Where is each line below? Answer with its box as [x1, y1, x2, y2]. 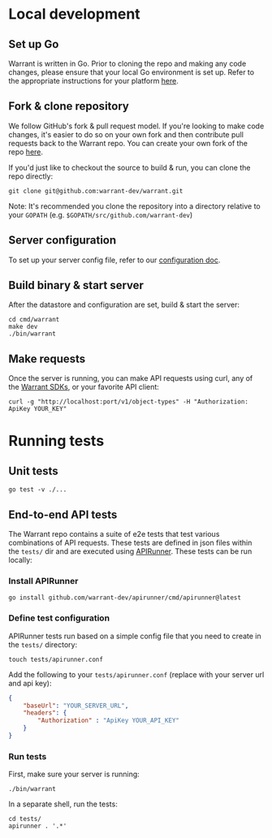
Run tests [8, 750, 47, 762]
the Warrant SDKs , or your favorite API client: [8, 382, 160, 392]
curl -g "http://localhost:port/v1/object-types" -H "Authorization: [8, 398, 249, 406]
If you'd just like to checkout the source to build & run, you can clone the [8, 162, 251, 172]
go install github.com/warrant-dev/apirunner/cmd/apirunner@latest [8, 594, 242, 602]
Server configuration [8, 233, 117, 248]
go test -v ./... [8, 486, 67, 494]
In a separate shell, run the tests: [8, 799, 118, 809]
